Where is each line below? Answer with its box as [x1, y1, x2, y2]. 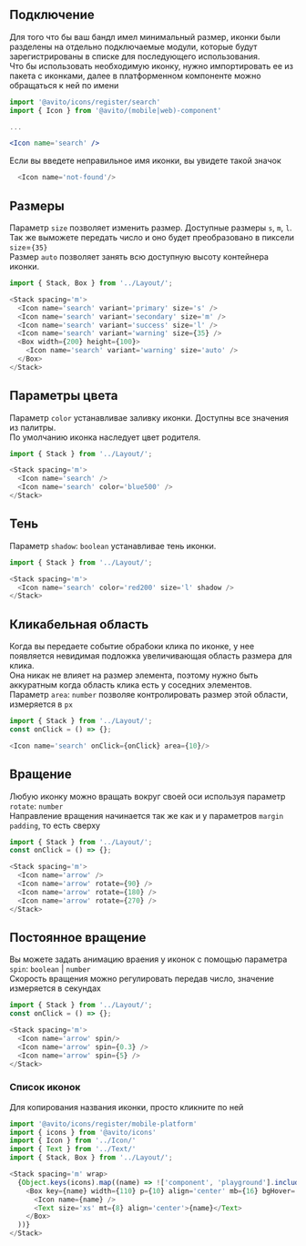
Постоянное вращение [9, 929, 147, 945]
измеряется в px [9, 699, 73, 710]
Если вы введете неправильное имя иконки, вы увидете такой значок [9, 155, 282, 167]
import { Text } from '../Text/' [9, 1145, 137, 1154]
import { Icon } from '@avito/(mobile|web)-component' [9, 106, 222, 115]
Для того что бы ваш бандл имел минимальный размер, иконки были [9, 31, 280, 42]
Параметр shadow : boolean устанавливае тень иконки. [9, 540, 217, 551]
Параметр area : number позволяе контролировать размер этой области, [9, 689, 289, 700]
